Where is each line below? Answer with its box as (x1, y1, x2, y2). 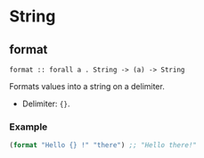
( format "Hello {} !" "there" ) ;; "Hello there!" (9, 141, 198, 150)
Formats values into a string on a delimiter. (9, 81, 165, 91)
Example (9, 121, 48, 133)
